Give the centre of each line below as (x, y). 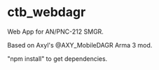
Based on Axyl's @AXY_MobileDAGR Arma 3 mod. (80, 45)
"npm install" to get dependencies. (57, 58)
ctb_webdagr (47, 12)
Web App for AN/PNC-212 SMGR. (55, 31)
